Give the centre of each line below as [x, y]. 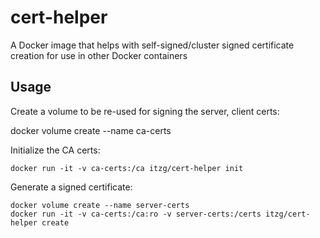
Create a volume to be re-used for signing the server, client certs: [145, 111]
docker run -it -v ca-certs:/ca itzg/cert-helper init [127, 168]
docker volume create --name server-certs [100, 205]
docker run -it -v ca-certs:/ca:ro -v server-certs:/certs [136, 214]
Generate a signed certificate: [71, 187]
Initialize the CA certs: [55, 150]
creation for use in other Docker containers [99, 55]
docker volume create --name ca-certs [91, 130]
